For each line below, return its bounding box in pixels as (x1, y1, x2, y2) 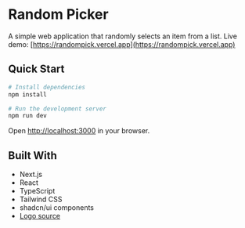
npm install (8, 90, 47, 99)
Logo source (19, 212, 61, 221)
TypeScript (19, 186, 56, 196)
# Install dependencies (8, 83, 86, 91)
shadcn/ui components (19, 203, 94, 212)
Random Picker (8, 5, 109, 24)
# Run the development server (8, 104, 107, 113)
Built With (8, 149, 57, 162)
